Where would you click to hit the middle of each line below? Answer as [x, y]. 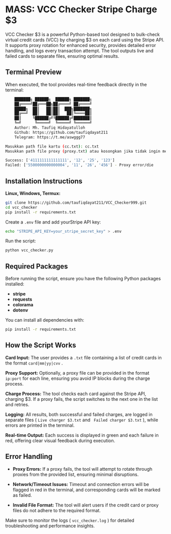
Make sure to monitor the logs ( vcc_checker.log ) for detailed [70, 520]
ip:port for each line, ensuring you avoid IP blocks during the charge [78, 378]
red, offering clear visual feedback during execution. [60, 441]
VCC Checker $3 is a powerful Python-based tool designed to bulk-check [83, 34]
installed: [15, 284]
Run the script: [21, 241]
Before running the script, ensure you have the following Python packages [83, 279]
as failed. [22, 495]
